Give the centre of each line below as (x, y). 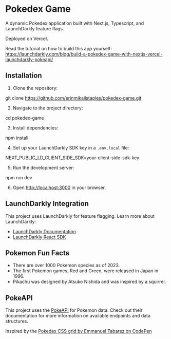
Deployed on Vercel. (27, 39)
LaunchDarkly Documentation (44, 231)
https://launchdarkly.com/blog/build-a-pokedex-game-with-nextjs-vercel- (84, 54)
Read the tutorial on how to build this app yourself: (59, 48)
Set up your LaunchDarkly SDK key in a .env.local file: (71, 147)
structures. (17, 321)
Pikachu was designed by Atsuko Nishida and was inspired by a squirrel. (89, 282)
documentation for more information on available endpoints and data (78, 316)
